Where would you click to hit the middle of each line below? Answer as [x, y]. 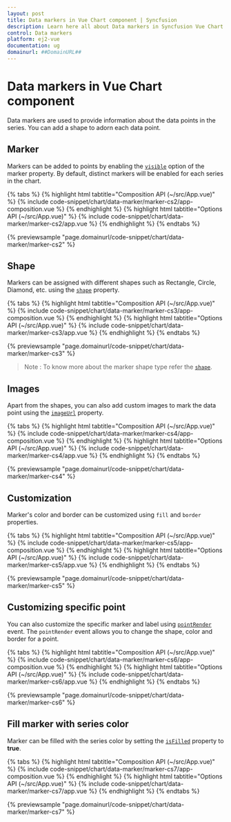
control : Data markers [40, 33]
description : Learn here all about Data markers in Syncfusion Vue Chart [115, 26]
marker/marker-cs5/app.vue [47, 565]
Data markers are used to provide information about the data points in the [111, 120]
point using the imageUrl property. [56, 413]
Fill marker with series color [68, 724]
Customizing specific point [67, 607]
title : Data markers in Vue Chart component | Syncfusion [92, 20]
